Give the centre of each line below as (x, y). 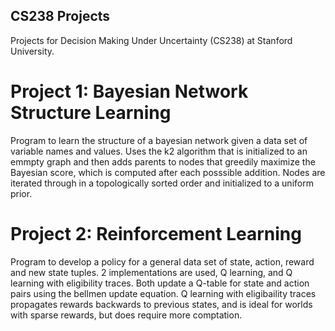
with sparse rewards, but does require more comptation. (126, 315)
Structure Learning (91, 113)
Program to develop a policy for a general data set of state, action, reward (162, 261)
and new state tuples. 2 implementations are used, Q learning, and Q (151, 272)
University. (32, 51)
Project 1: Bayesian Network (129, 91)
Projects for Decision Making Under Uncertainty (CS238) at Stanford (151, 40)
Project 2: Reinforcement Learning (156, 233)
